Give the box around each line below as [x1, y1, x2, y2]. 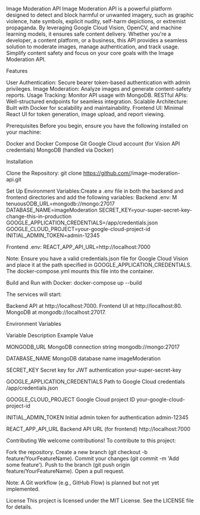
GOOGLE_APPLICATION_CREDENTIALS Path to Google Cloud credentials [6, 378, 185, 385]
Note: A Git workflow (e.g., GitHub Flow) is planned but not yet [6, 479, 160, 486]
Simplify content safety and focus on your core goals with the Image [6, 50, 174, 56]
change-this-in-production [6, 213, 72, 220]
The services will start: [6, 291, 62, 298]
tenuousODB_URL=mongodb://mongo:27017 [6, 200, 115, 207]
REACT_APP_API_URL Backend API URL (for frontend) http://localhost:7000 [6, 425, 190, 432]
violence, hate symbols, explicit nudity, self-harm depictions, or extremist [6, 18, 186, 24]
